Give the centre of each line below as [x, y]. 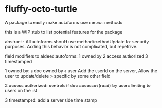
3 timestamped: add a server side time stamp [51, 100]
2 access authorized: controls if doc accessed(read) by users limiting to [78, 85]
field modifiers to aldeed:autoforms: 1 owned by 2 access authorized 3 [77, 56]
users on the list [21, 90]
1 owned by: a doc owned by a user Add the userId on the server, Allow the [81, 71]
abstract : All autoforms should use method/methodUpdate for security [77, 41]
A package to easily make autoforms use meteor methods [64, 22]
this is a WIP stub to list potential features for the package [64, 32]
